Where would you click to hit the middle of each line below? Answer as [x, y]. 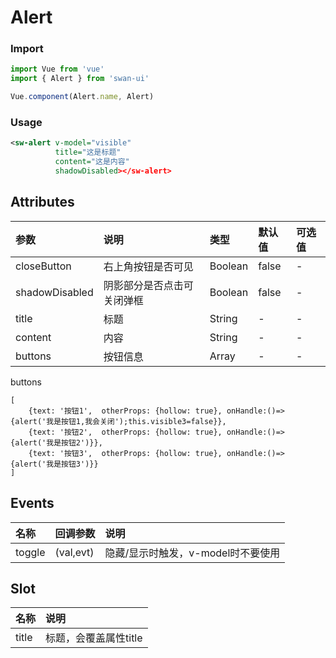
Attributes [42, 202]
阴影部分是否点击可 [148, 285]
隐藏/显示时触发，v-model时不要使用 [192, 553]
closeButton [43, 266]
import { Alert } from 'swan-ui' [80, 79]
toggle [30, 552]
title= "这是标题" [88, 152]
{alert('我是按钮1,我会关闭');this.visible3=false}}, [118, 421]
